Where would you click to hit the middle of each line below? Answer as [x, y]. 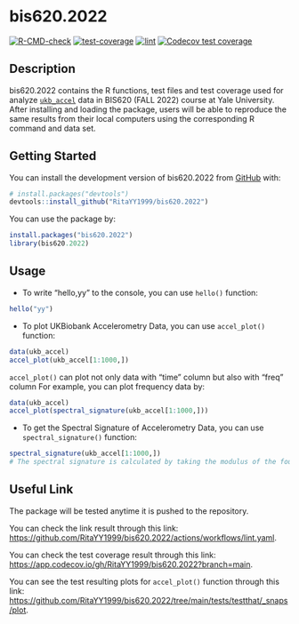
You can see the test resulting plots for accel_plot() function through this [145, 581]
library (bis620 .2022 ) [49, 244]
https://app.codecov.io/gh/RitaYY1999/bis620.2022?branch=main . [131, 564]
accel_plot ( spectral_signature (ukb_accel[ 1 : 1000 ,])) [109, 411]
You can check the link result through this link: [94, 528]
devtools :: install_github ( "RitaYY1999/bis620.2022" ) [109, 202]
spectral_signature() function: [80, 437]
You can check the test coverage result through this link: [113, 555]
